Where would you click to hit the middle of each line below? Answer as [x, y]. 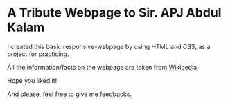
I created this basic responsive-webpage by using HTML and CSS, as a [109, 46]
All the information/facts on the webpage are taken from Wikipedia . [103, 67]
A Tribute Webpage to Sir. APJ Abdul [114, 13]
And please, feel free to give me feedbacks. [70, 94]
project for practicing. [38, 54]
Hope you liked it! [32, 80]
